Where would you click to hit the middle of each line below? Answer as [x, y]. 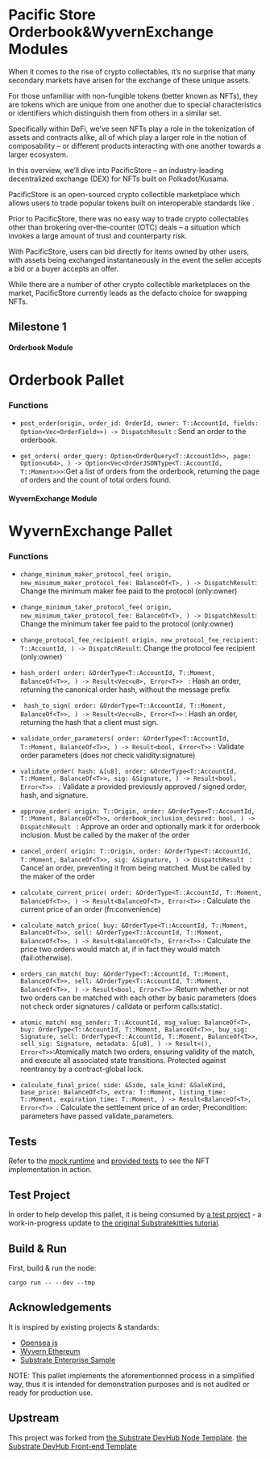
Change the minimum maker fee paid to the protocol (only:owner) [129, 591]
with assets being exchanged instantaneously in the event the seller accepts [135, 259]
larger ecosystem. [38, 154]
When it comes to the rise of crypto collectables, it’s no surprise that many [132, 71]
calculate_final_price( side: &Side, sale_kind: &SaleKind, [123, 1086]
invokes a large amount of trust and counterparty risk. [98, 235]
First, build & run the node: [52, 1267]
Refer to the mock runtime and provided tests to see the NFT [109, 1161]
